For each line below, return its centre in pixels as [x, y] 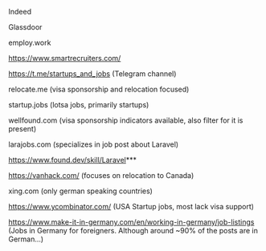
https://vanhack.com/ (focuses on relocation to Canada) [101, 175]
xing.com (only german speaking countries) [80, 191]
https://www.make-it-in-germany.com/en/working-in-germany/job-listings [131, 222]
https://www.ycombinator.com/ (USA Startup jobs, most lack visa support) [131, 206]
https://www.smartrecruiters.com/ [65, 58]
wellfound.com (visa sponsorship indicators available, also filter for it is [126, 120]
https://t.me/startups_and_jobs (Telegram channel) [92, 74]
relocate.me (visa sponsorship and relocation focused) [99, 89]
